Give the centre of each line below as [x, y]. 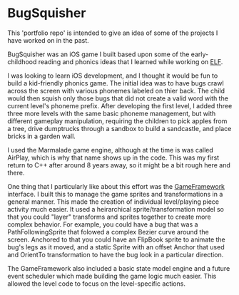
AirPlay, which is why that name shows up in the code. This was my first [113, 157]
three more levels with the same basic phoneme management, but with [112, 113]
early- [200, 54]
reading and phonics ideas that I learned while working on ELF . [131, 61]
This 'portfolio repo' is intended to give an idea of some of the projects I [113, 33]
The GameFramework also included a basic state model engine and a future [119, 268]
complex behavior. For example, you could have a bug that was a [103, 224]
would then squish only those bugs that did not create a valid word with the [118, 98]
